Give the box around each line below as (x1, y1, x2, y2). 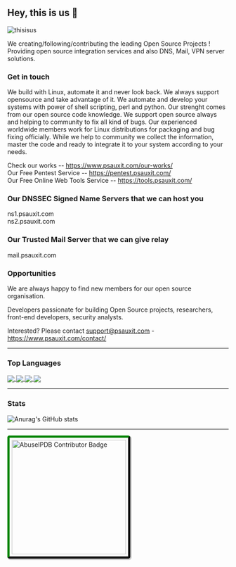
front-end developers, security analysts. (7, 313, 124, 321)
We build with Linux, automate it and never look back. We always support (7, 88, 219, 96)
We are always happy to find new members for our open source (7, 284, 192, 293)
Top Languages (7, 358, 62, 368)
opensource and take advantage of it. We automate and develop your (7, 96, 208, 104)
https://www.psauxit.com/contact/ (7, 334, 107, 342)
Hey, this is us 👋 (7, 7, 79, 19)
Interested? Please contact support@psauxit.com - (7, 326, 155, 335)
